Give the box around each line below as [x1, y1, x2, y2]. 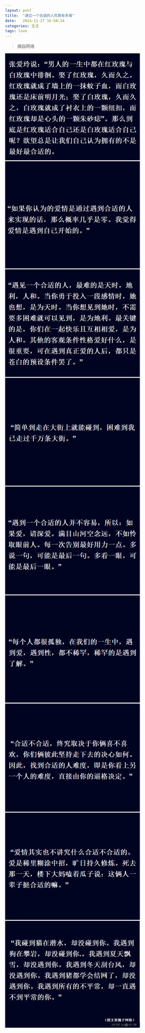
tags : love [5, 28, 27, 34]
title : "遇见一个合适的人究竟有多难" [5, 13, 75, 18]
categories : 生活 [5, 24, 39, 28]
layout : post [5, 8, 32, 13]
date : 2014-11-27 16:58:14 [5, 18, 65, 23]
